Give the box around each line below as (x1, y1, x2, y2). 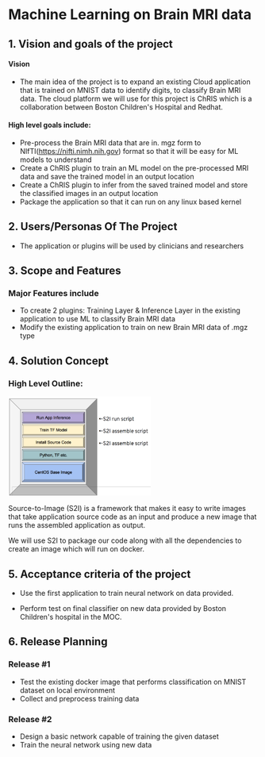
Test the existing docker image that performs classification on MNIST (19, 677, 247, 686)
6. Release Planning (8, 635, 108, 648)
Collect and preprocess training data (19, 694, 140, 703)
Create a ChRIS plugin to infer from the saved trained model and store (19, 180, 248, 190)
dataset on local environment (19, 685, 115, 695)
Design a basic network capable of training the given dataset (19, 732, 220, 741)
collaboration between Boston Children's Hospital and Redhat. (19, 102, 224, 112)
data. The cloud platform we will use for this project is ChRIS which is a (19, 94, 252, 103)
